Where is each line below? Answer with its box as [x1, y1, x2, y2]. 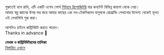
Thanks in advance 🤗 [5, 30, 47, 36]
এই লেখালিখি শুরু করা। [5, 15, 38, 21]
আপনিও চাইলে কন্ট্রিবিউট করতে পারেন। [5, 25, 60, 30]
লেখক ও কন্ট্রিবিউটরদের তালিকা [5, 40, 47, 45]
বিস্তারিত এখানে [5, 45, 25, 50]
